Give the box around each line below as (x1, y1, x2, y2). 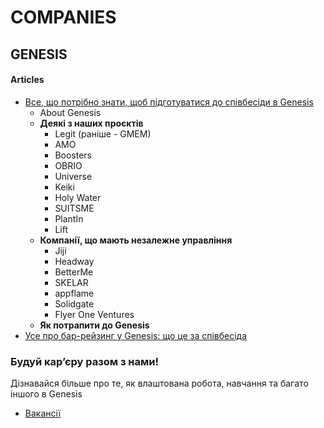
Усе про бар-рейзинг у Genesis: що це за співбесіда (24, 329, 248, 341)
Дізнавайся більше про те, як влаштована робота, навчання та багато (10, 377, 309, 390)
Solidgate (54, 297, 95, 310)
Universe (54, 170, 93, 182)
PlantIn (54, 212, 84, 225)
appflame (54, 287, 95, 299)
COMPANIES (10, 6, 117, 29)
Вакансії (24, 407, 62, 420)
